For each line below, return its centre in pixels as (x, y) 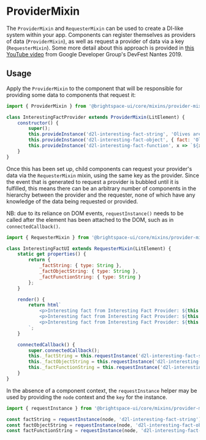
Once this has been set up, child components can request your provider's (99, 169)
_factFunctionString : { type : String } (90, 277)
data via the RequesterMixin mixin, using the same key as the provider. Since (103, 175)
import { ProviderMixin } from (46, 106)
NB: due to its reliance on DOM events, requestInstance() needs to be (95, 213)
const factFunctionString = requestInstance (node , (72, 431)
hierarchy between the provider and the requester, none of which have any (101, 195)
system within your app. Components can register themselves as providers (101, 34)
